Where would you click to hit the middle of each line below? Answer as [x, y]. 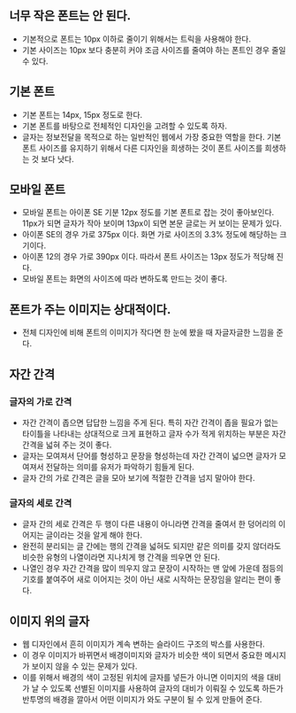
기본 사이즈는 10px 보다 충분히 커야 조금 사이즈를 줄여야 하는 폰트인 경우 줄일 [154, 50]
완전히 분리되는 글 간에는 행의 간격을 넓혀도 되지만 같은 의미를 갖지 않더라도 [152, 546]
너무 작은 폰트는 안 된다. [70, 16]
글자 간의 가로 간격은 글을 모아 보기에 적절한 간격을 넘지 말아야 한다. [138, 477]
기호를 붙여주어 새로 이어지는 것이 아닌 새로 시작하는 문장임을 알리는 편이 [147, 579]
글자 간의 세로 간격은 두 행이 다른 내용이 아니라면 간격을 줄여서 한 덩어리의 [149, 524]
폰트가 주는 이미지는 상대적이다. [90, 310]
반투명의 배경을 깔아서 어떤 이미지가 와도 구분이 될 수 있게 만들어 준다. [142, 700]
